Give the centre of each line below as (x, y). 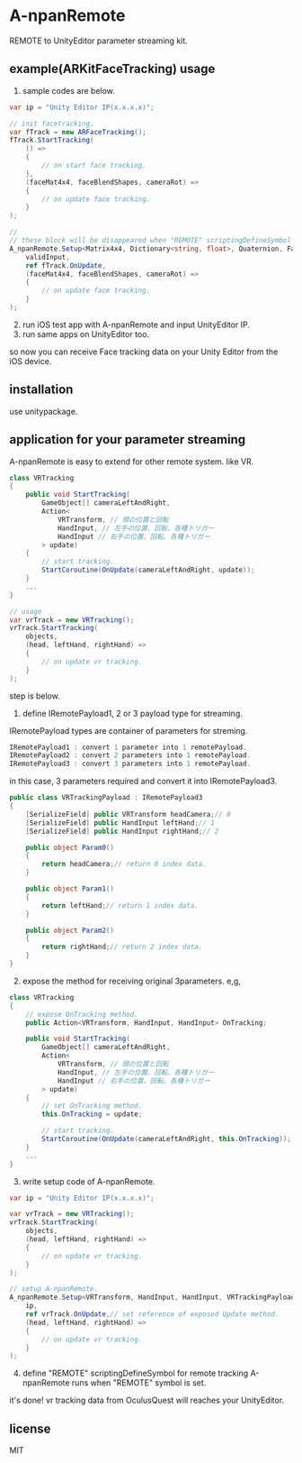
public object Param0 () (70, 847)
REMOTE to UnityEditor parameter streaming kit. (99, 41)
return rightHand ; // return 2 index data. (122, 947)
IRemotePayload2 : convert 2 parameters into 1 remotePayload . (130, 755)
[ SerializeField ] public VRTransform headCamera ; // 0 (128, 814)
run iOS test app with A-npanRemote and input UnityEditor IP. (136, 325)
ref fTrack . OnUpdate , (66, 265)
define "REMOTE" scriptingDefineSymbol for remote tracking (135, 1373)
